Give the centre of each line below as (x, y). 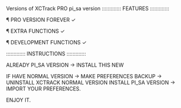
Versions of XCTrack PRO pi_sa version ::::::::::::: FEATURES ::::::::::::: (88, 8)
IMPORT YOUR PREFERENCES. (43, 89)
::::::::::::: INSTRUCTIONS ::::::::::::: (46, 54)
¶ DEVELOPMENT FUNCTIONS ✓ (46, 42)
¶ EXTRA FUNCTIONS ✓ (36, 31)
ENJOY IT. (18, 100)
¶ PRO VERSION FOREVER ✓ (41, 20)
